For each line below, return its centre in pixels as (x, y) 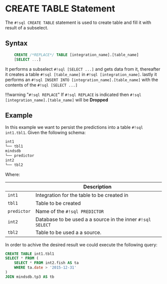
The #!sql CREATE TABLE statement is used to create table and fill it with (78, 22)
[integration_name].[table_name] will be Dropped (57, 99)
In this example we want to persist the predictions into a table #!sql (74, 127)
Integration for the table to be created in (82, 195)
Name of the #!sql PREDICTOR (70, 211)
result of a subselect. (27, 27)
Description (97, 187)
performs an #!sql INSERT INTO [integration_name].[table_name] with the (82, 80)
